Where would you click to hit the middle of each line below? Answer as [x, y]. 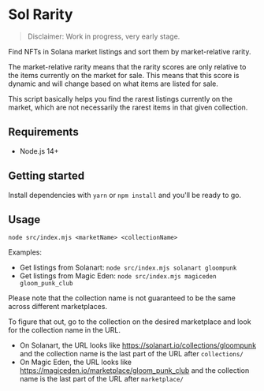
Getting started [46, 176]
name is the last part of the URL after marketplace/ [101, 379]
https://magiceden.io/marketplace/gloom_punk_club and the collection [134, 371]
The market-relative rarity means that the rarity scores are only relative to [127, 67]
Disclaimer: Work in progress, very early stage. [104, 36]
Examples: [25, 252]
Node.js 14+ [39, 151]
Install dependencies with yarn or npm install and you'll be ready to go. [125, 195]
